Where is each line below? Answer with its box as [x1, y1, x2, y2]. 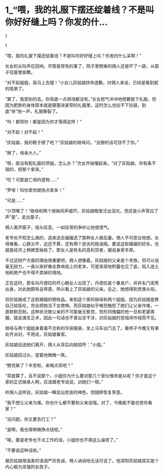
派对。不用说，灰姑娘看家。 [13, 331, 69, 337]
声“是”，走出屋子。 [5, 214, 43, 220]
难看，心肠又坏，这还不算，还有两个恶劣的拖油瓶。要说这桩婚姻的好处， [9, 240, 155, 247]
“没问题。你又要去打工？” [5, 416, 56, 422]
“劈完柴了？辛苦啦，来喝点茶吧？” [5, 362, 73, 368]
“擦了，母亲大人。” [5, 150, 41, 155]
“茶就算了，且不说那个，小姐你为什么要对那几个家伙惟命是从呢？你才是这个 [5, 372, 157, 379]
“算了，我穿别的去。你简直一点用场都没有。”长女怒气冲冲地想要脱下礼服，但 [5, 96, 157, 102]
